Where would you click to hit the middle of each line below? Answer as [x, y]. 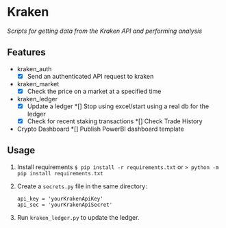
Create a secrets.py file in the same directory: [82, 186]
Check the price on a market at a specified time [94, 91]
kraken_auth [34, 68]
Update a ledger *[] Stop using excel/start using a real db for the [118, 106]
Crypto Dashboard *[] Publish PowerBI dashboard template [100, 129]
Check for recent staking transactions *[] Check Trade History [115, 121]
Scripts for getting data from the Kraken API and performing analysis [105, 31]
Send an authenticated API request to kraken [90, 76]
